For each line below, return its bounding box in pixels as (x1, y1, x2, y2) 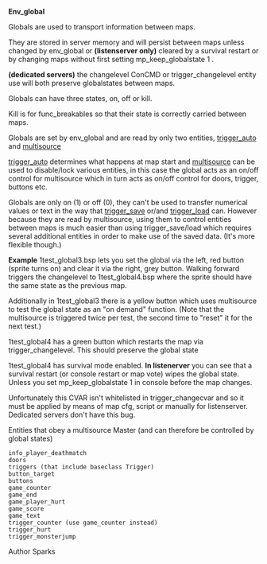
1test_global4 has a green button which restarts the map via (8, 337, 204, 346)
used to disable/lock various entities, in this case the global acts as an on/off (8, 165, 259, 174)
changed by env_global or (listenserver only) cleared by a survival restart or (8, 46, 259, 55)
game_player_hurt (8, 498, 66, 506)
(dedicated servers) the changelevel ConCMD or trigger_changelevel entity (8, 70, 257, 79)
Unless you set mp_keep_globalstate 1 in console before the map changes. (8, 378, 253, 387)
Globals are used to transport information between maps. (8, 22, 196, 31)
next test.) (8, 321, 42, 331)
